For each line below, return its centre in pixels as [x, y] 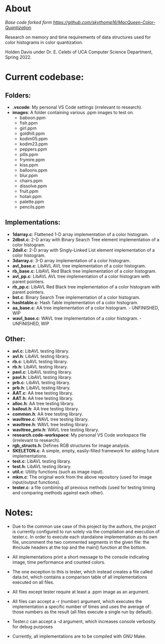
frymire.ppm [32, 160]
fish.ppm [29, 123]
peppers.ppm [33, 149]
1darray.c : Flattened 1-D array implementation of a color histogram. [81, 234]
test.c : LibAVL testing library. [42, 461]
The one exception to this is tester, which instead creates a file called [82, 571]
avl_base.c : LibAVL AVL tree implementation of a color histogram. [79, 266]
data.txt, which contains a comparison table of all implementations [80, 577]
